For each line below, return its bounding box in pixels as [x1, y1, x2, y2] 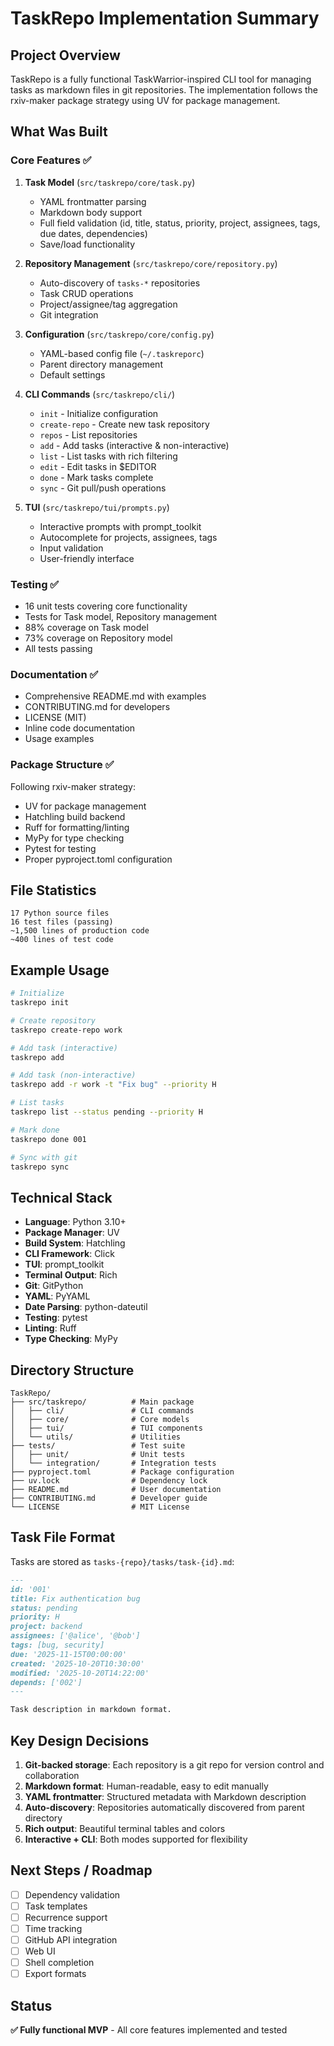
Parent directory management [39, 358, 163, 370]
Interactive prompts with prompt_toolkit [39, 520, 202, 532]
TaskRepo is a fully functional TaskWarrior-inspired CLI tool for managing [10, 73, 312, 85]
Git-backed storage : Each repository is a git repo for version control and [24, 1758, 325, 1771]
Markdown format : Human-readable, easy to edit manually [24, 1780, 269, 1792]
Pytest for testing [24, 842, 97, 854]
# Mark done [10, 1125, 60, 1135]
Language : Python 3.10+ [24, 1216, 127, 1228]
